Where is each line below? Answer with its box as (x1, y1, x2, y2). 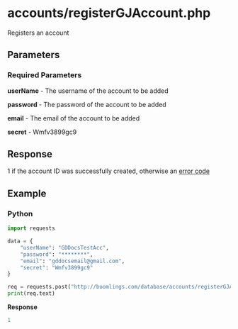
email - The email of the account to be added (7, 113, 140, 122)
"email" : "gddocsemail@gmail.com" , (20, 257, 125, 264)
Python (7, 208, 33, 218)
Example (7, 187, 47, 199)
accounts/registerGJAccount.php (7, 5, 211, 21)
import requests (7, 225, 55, 232)
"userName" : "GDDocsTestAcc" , (20, 244, 110, 251)
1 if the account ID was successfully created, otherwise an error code (7, 167, 210, 175)
